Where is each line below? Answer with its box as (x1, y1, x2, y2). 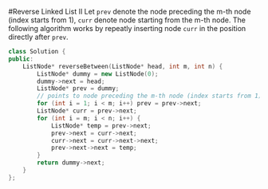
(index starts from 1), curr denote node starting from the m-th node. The (8, 15, 246, 25)
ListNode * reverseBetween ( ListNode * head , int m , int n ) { (22, 62, 223, 70)
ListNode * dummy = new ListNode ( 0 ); (37, 69, 159, 78)
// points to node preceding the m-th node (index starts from (37, 92, 251, 100)
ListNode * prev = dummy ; (37, 85, 120, 93)
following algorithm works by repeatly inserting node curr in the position (8, 24, 246, 33)
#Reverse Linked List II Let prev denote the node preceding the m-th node (8, 7, 251, 16)
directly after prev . (8, 32, 69, 41)
